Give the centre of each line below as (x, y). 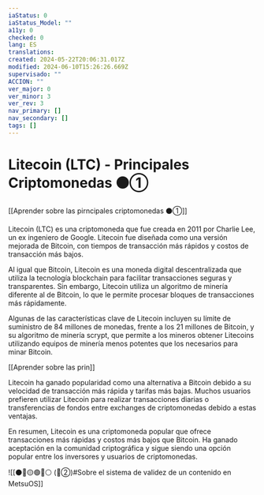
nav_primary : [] (35, 111)
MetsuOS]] (26, 483)
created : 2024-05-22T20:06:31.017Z (67, 60)
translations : (32, 52)
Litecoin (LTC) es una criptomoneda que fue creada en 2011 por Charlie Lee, (132, 229)
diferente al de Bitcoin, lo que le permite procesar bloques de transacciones (131, 294)
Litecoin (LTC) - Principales (99, 165)
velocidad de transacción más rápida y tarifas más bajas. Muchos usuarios (129, 391)
